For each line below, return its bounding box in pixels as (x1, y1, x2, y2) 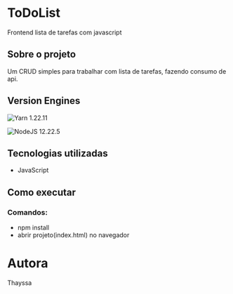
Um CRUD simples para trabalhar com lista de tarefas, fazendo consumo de (7, 67, 227, 75)
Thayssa (7, 279, 32, 287)
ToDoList (7, 5, 61, 21)
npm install (17, 223, 50, 232)
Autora (7, 255, 48, 272)
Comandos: (7, 207, 48, 217)
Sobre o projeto (7, 48, 76, 60)
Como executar (7, 186, 76, 198)
